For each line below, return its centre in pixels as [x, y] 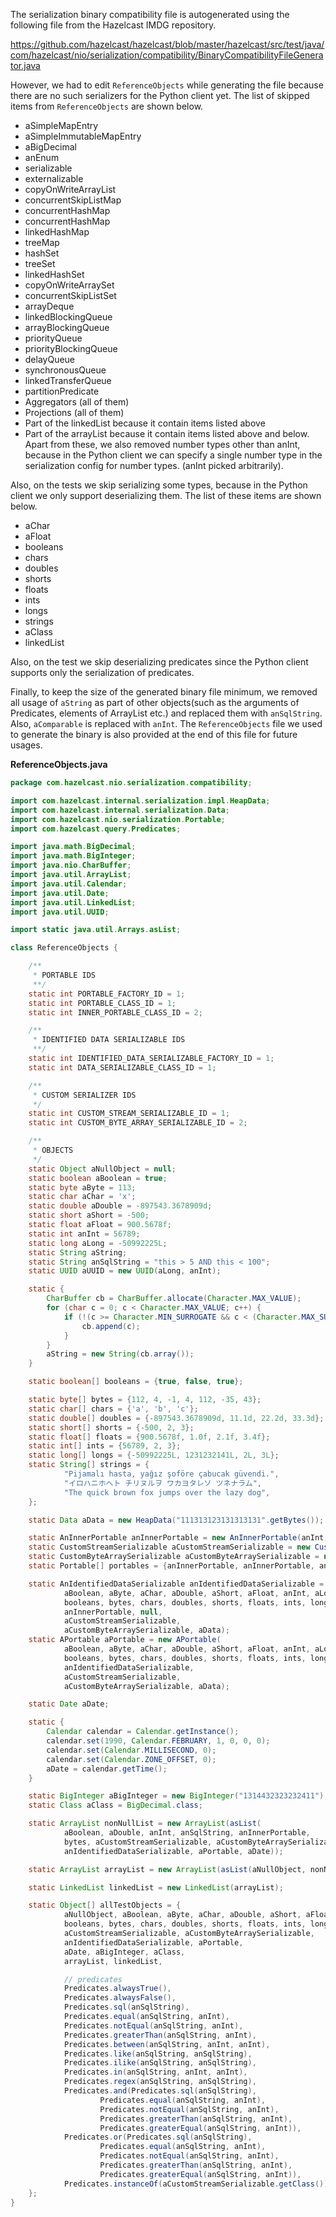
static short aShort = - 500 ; [89, 1215]
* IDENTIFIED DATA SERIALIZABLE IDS [109, 1040]
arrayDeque [49, 306]
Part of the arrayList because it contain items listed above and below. [167, 433]
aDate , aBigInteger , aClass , [124, 1952]
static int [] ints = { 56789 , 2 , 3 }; [105, 1446]
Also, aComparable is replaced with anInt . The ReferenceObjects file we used [166, 723]
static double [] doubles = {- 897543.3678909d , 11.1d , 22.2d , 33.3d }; [176, 1418]
